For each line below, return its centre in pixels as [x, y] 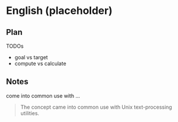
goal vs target [31, 57]
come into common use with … [43, 96]
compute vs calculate [40, 63]
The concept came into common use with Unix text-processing [96, 107]
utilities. [30, 113]
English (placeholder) [59, 11]
